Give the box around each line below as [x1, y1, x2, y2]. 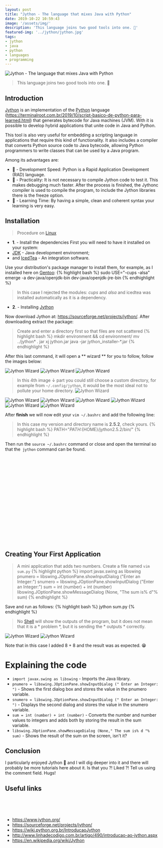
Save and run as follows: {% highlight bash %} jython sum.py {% [5, 603, 135, 609]
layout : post [5, 7, 32, 12]
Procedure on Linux [17, 230, 57, 236]
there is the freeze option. [12, 192, 64, 198]
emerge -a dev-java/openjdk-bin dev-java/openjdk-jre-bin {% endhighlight [5, 274, 155, 281]
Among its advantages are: [5, 157, 59, 163]
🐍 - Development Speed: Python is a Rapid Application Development [12, 166, 149, 172]
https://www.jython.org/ [12, 817, 60, 823]
